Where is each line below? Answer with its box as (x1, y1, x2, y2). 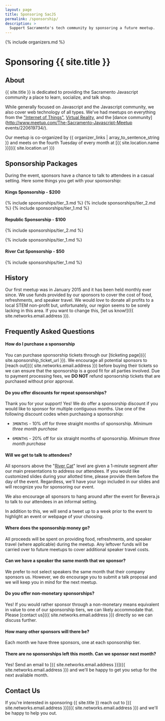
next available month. (5, 672, 49, 678)
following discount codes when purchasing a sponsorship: (5, 411, 124, 417)
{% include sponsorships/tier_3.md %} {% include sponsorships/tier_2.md (5, 200, 156, 206)
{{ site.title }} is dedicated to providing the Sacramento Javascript (5, 89, 138, 95)
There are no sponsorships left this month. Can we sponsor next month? (5, 650, 157, 657)
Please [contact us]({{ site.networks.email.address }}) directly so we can (5, 612, 153, 618)
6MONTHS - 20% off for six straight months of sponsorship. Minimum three (12, 436, 160, 441)
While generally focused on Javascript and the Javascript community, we (5, 104, 154, 110)
